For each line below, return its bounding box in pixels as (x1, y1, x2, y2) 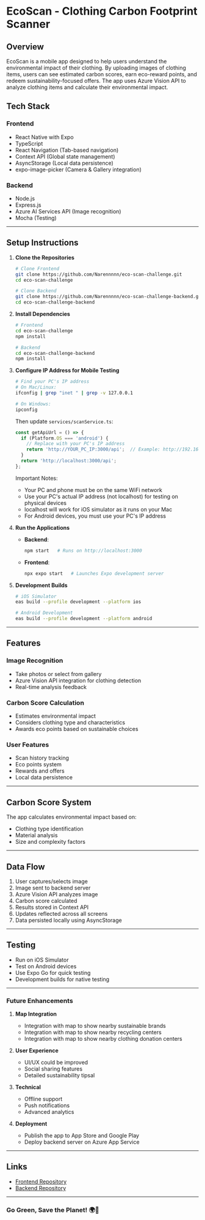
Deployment (15, 1120, 48, 1127)
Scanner (6, 17, 51, 31)
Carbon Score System (6, 797, 92, 807)
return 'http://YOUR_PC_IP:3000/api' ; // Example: (26, 446, 160, 452)
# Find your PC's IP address (15, 379, 90, 385)
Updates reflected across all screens (15, 910, 108, 917)
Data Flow (6, 861, 45, 872)
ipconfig (15, 407, 38, 413)
